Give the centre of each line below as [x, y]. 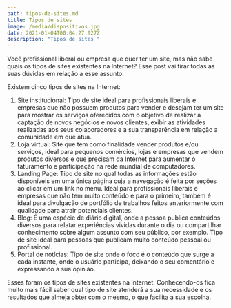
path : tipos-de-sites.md [43, 13]
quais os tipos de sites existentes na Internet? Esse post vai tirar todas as [111, 66]
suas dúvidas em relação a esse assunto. [66, 74]
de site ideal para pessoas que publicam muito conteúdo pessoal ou [114, 240]
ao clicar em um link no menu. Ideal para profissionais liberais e [108, 189]
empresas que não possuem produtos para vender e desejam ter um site [120, 108]
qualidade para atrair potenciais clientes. [75, 211]
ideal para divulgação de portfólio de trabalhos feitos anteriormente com [120, 203]
